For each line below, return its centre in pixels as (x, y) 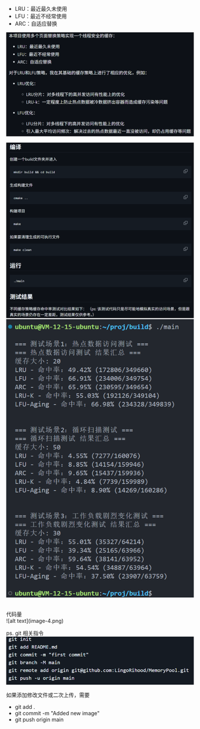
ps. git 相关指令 (25, 633)
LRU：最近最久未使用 (41, 9)
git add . (25, 707)
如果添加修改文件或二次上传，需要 (48, 695)
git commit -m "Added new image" (57, 714)
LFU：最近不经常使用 (41, 16)
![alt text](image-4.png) (35, 621)
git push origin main (39, 719)
